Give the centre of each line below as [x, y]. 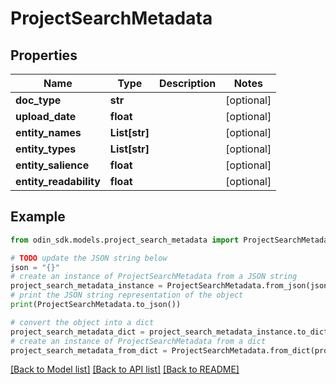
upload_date [46, 116]
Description [187, 83]
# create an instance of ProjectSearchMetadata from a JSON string [154, 277]
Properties [44, 55]
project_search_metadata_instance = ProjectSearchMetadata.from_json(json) [171, 286]
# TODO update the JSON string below [89, 258]
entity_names [48, 132]
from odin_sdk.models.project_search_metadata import [125, 240]
